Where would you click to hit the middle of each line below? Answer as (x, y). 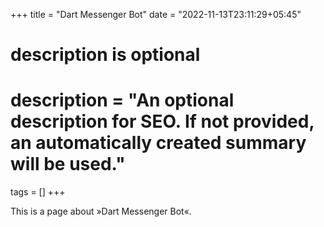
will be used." (68, 164)
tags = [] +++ (38, 192)
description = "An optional (122, 100)
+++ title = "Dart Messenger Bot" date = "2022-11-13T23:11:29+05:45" (156, 14)
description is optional (105, 55)
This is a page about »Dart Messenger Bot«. (101, 211)
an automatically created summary (158, 143)
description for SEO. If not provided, (162, 121)
